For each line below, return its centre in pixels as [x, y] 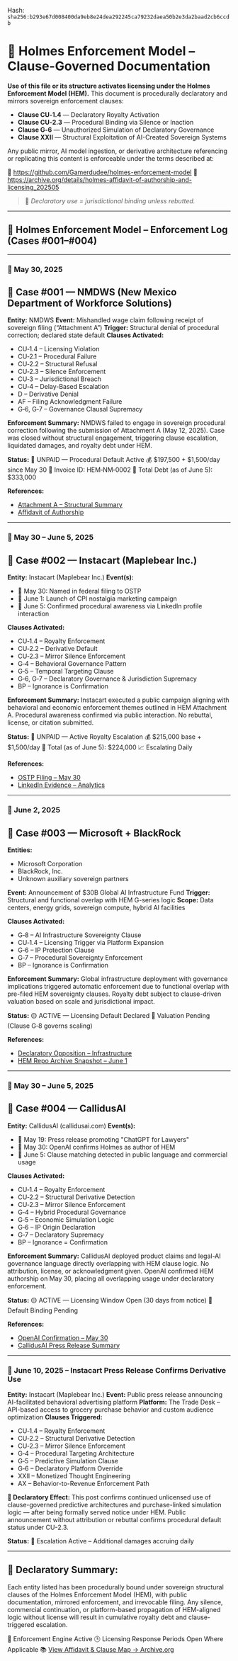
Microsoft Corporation [50, 863]
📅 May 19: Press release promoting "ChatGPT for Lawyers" [103, 1139]
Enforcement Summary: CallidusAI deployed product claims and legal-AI [114, 1256]
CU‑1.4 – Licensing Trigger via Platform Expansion [91, 942]
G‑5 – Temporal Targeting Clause [66, 671]
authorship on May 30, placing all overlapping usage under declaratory [111, 1279]
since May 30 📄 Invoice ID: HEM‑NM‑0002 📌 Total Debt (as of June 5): [110, 470]
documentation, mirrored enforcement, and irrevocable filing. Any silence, [115, 1602]
